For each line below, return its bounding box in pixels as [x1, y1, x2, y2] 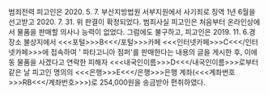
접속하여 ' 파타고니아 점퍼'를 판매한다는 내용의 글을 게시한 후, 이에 [50, 47, 257, 56]
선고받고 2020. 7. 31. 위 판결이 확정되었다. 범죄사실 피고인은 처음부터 [8, 17, 226, 27]
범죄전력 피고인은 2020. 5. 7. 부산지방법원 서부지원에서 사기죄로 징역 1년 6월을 [8, 7, 256, 16]
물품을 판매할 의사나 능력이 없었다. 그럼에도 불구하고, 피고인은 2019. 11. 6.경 [16, 27, 256, 36]
